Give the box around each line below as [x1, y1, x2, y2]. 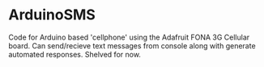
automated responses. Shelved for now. [8, 49, 142, 59]
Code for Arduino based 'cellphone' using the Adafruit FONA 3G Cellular [8, 32, 250, 42]
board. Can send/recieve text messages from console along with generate [8, 40, 257, 50]
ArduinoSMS [8, 6, 96, 24]
